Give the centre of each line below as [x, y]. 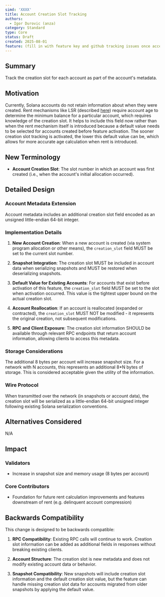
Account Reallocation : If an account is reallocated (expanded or [78, 308]
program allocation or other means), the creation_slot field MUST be [82, 248]
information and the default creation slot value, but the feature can [79, 579]
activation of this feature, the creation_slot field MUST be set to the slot [86, 288]
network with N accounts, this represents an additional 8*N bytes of [74, 367]
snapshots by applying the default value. [53, 590]
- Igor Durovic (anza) [33, 23]
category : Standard [25, 28]
